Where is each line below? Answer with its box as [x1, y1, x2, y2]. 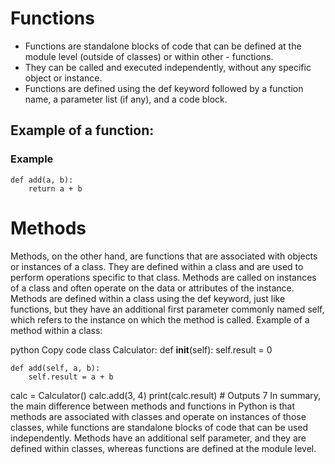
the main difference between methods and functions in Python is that [10, 400, 296, 412]
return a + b [28, 183, 83, 194]
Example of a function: [10, 122, 155, 139]
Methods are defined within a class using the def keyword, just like [10, 292, 286, 304]
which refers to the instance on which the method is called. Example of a [10, 313, 310, 326]
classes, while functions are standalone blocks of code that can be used [10, 421, 309, 433]
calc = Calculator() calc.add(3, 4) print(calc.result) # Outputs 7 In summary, [10, 389, 322, 401]
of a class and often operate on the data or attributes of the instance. [10, 282, 295, 294]
